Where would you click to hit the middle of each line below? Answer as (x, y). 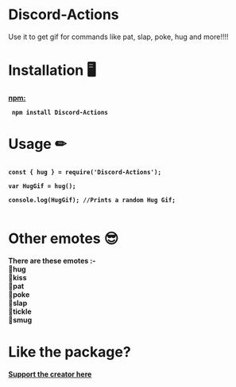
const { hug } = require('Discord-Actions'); (85, 172)
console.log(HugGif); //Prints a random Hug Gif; (92, 200)
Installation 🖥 (52, 70)
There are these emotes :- (52, 260)
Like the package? (70, 352)
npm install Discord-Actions (60, 112)
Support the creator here (50, 374)
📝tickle (20, 311)
